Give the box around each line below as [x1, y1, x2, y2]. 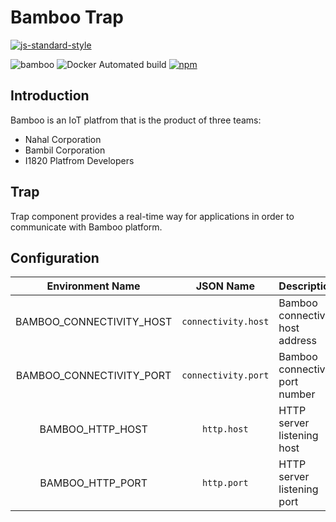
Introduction [10, 87, 90, 105]
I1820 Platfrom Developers [24, 154, 135, 166]
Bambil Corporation [24, 144, 106, 156]
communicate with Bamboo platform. [10, 221, 163, 233]
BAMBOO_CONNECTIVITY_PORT [15, 369, 172, 383]
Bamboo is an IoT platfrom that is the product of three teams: [10, 114, 262, 126]
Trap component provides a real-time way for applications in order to [10, 210, 295, 222]
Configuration [10, 249, 100, 266]
